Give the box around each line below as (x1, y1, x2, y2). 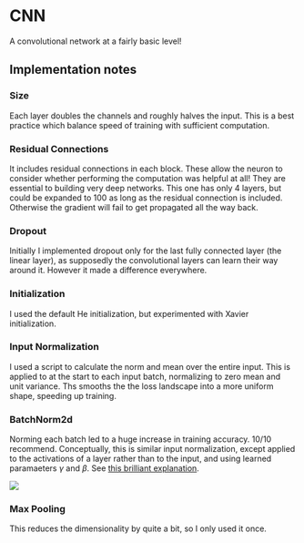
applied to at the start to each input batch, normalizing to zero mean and (9, 371, 281, 382)
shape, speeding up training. (9, 390, 117, 401)
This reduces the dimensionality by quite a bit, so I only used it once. (9, 523, 267, 534)
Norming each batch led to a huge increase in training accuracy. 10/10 (9, 434, 272, 445)
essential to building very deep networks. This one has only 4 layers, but (9, 182, 282, 193)
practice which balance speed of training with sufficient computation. (9, 119, 270, 130)
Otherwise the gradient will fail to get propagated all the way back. (9, 201, 259, 212)
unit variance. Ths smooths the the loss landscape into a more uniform (9, 380, 274, 392)
